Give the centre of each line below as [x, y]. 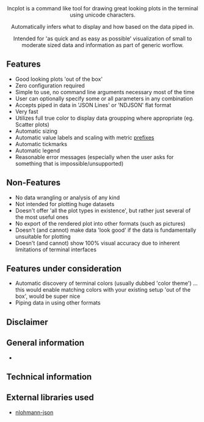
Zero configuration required [50, 85]
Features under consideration [64, 269]
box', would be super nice [48, 296]
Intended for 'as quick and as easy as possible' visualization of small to [103, 39]
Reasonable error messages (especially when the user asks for [94, 157]
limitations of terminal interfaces [56, 250]
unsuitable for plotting [43, 236]
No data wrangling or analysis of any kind [67, 198]
